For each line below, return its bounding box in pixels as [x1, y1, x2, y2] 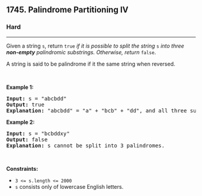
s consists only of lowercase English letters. [14, 183, 124, 190]
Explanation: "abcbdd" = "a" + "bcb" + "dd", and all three [6, 107, 188, 114]
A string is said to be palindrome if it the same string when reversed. [6, 60, 176, 67]
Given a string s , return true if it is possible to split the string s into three [6, 42, 185, 49]
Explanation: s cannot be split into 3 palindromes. [6, 142, 165, 149]
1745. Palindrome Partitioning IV [6, 5, 129, 15]
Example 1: [6, 84, 34, 91]
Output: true [6, 101, 45, 108]
